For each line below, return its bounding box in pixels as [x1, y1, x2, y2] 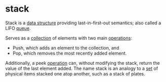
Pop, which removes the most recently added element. [12, 50, 127, 56]
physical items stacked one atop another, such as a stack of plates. [5, 70, 145, 76]
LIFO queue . [5, 25, 31, 31]
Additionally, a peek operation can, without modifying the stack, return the [5, 60, 160, 66]
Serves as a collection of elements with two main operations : [5, 35, 133, 41]
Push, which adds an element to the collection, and [12, 45, 119, 51]
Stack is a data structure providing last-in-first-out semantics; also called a [5, 20, 161, 26]
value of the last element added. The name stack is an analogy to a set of [5, 65, 158, 71]
